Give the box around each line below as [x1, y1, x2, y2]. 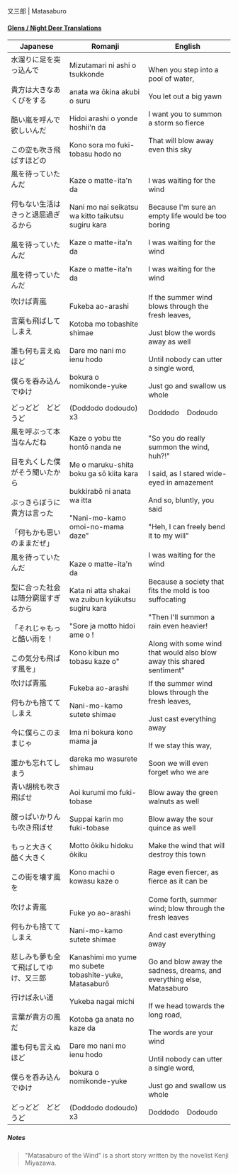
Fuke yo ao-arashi [69, 908, 131, 918]
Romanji [91, 42, 120, 52]
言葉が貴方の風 [11, 1012, 62, 1022]
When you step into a [148, 65, 219, 75]
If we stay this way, [148, 740, 212, 750]
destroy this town [148, 850, 206, 859]
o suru [69, 96, 91, 106]
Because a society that [148, 577, 225, 587]
